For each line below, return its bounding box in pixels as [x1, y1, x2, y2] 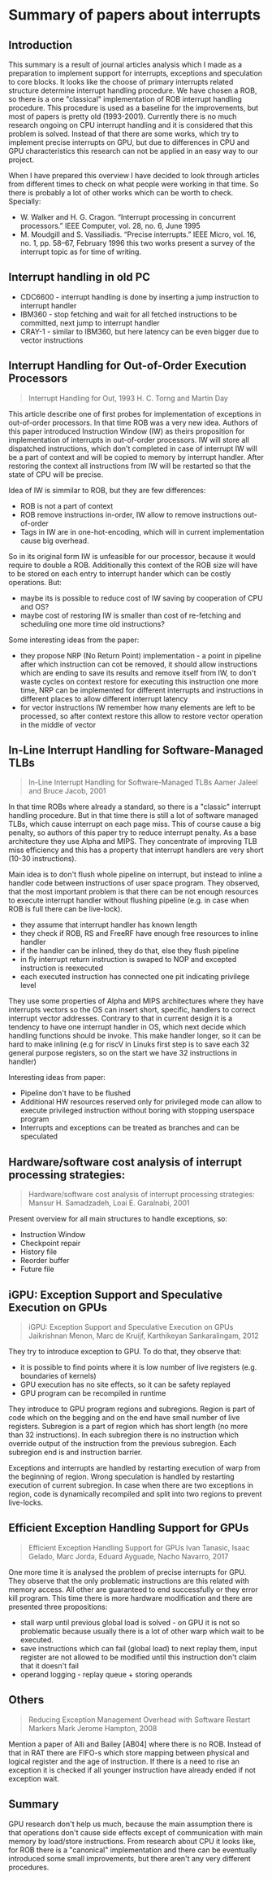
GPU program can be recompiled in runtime [19, 1388, 166, 1398]
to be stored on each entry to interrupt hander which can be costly [8, 568, 231, 579]
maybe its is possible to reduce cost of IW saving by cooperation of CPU [19, 592, 264, 603]
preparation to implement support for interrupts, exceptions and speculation [8, 68, 262, 78]
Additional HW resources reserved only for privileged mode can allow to [19, 1097, 262, 1107]
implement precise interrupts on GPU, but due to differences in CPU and [8, 138, 250, 147]
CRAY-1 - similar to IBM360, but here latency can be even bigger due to [19, 326, 260, 336]
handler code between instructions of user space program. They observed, [8, 878, 261, 888]
